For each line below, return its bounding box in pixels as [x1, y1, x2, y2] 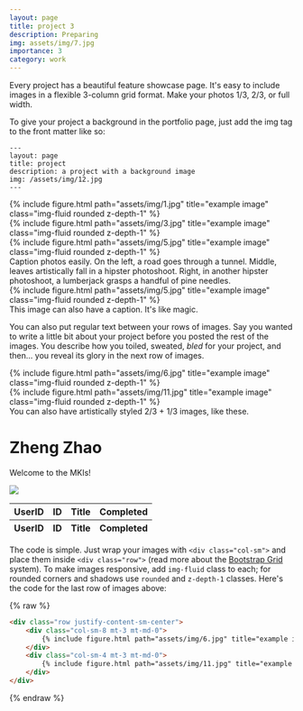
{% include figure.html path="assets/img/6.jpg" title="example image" [9, 368, 271, 378]
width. [9, 99, 33, 109]
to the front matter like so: [9, 126, 106, 136]
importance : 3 [9, 47, 63, 56]
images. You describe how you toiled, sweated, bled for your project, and [9, 341, 281, 351]
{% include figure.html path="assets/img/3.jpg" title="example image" [9, 218, 271, 228]
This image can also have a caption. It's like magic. [9, 304, 198, 314]
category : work [9, 55, 67, 64]
